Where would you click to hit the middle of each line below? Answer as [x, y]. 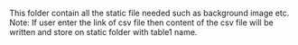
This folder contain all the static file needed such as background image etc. [149, 13]
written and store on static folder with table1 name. [103, 32]
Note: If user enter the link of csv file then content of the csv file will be [141, 22]
